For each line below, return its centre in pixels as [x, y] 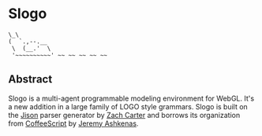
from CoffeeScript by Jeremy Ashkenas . [73, 123]
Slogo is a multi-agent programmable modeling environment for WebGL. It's [131, 98]
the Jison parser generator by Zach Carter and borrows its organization [124, 115]
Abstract [30, 79]
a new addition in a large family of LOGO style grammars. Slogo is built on [128, 106]
